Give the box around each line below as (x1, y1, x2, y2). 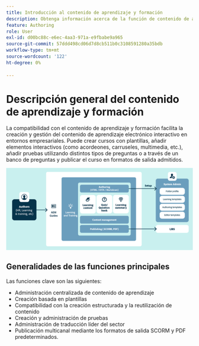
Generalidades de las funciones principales (6, 262, 170, 272)
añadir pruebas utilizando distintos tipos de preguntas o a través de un (6, 150, 179, 157)
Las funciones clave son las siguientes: (6, 277, 102, 285)
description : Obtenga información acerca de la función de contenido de (6, 15, 190, 22)
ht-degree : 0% (6, 59, 41, 65)
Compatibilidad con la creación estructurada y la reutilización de (14, 301, 172, 309)
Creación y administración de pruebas (14, 314, 108, 321)
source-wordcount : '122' (6, 54, 68, 59)
